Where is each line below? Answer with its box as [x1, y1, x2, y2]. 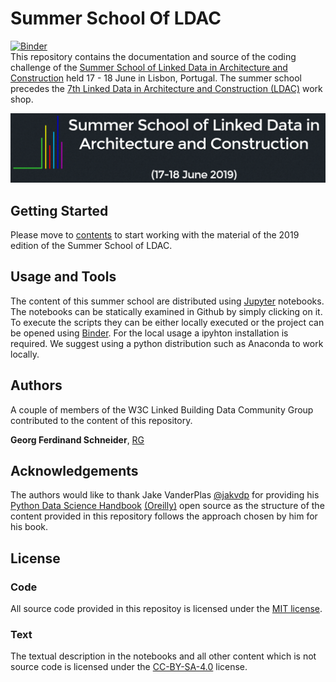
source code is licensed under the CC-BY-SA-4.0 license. [10, 661, 248, 673]
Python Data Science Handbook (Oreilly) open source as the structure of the [10, 500, 325, 512]
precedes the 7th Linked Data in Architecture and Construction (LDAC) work [10, 82, 323, 94]
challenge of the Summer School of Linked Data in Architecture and [10, 61, 288, 73]
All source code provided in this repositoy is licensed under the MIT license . [10, 603, 323, 615]
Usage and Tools [10, 268, 117, 286]
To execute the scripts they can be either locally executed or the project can [10, 316, 325, 328]
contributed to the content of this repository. [10, 414, 193, 426]
